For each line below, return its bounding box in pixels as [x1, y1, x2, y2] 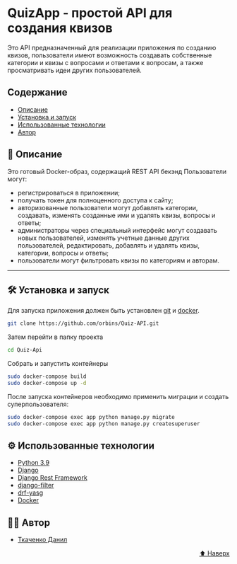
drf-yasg [17, 488, 44, 497]
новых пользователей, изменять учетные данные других [17, 234, 190, 242]
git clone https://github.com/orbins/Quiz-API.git [7, 320, 159, 327]
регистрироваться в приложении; [17, 188, 120, 197]
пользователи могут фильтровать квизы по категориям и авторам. [17, 256, 220, 265]
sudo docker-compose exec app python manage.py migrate [7, 413, 175, 420]
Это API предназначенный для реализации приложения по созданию [7, 43, 217, 52]
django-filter [17, 481, 54, 490]
